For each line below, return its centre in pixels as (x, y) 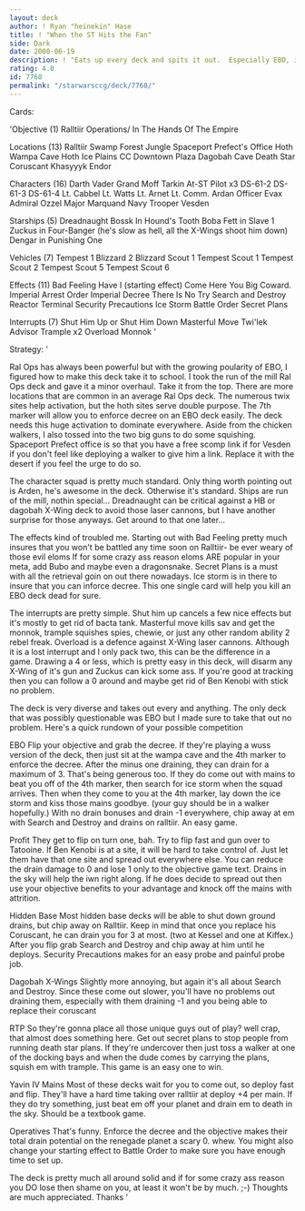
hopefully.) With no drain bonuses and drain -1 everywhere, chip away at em (152, 812)
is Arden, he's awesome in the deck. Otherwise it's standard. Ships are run (149, 490)
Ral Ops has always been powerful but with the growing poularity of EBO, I (148, 367)
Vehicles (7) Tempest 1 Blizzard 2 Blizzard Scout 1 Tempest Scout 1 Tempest (152, 257)
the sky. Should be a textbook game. (78, 1113)
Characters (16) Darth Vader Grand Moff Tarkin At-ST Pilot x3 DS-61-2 (141, 184)
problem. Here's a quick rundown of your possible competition (126, 727)
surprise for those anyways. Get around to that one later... (117, 520)
